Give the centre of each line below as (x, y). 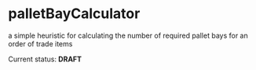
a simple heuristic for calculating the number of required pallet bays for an (128, 35)
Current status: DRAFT (45, 59)
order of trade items (40, 43)
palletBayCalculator (74, 14)
